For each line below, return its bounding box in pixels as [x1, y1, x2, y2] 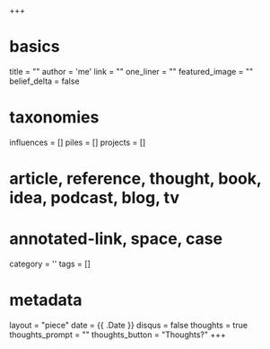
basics [9, 37, 60, 57]
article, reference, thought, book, [9, 168, 262, 189]
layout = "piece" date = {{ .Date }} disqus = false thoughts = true [9, 319, 248, 330]
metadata [9, 290, 83, 310]
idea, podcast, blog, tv [9, 188, 179, 208]
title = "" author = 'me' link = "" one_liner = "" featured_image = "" [9, 66, 254, 76]
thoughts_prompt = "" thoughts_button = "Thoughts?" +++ [9, 329, 226, 340]
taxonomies [9, 107, 100, 128]
